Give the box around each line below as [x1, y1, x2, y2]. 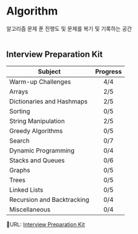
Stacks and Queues [9, 156, 65, 164]
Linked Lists [9, 186, 44, 194]
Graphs [9, 166, 30, 174]
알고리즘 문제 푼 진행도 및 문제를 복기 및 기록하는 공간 [6, 25, 132, 32]
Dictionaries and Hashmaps [9, 97, 88, 105]
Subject [38, 67, 61, 76]
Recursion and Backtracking [9, 195, 90, 204]
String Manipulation [9, 117, 65, 125]
